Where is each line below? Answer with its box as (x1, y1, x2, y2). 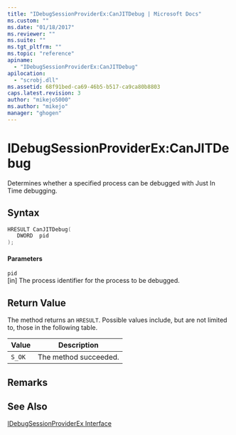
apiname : (7, 57, 33, 64)
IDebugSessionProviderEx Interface (7, 419, 112, 428)
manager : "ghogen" (7, 109, 62, 117)
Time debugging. (7, 186, 58, 195)
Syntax (7, 207, 40, 219)
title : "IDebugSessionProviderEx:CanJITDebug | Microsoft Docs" (7, 10, 202, 18)
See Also (7, 400, 48, 412)
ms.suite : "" (7, 37, 46, 44)
